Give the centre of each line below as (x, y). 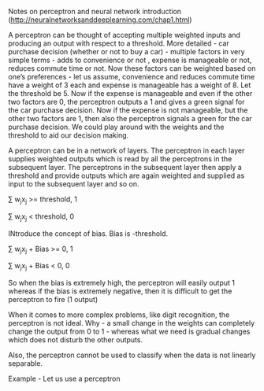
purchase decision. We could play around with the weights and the (116, 127)
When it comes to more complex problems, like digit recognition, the (119, 315)
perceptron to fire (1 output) (53, 300)
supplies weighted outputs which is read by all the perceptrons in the (120, 159)
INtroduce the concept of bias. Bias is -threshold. (88, 233)
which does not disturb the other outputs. (76, 340)
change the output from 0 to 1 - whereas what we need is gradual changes (129, 332)
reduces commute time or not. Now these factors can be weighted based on (132, 68)
